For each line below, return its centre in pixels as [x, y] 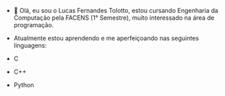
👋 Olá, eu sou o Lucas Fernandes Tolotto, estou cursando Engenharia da [116, 11]
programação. [34, 25]
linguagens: [30, 45]
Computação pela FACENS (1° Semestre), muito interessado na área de [114, 18]
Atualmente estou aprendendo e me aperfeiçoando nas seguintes [106, 38]
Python [24, 85]
